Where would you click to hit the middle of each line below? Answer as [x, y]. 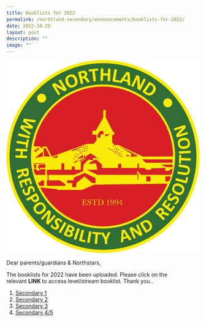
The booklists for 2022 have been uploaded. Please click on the [87, 275]
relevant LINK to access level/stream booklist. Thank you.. [80, 281]
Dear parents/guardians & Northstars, [54, 263]
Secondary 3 [31, 306]
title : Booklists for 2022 [41, 13]
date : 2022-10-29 [29, 26]
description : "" [27, 39]
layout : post [23, 32]
